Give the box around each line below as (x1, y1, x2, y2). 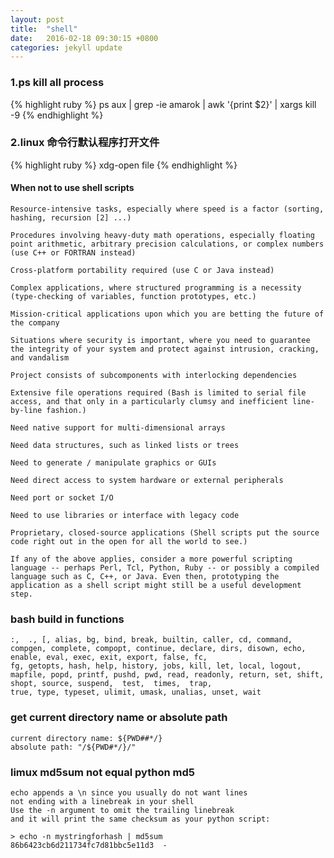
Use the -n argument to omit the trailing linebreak (10, 805, 235, 815)
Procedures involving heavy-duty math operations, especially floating (10, 231, 315, 241)
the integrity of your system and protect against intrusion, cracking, (10, 344, 320, 355)
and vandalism (10, 353, 70, 363)
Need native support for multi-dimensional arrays (10, 423, 226, 433)
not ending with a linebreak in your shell (10, 796, 195, 806)
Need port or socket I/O (10, 493, 114, 503)
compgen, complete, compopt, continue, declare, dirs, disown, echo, (10, 644, 307, 654)
